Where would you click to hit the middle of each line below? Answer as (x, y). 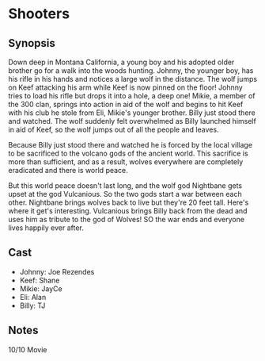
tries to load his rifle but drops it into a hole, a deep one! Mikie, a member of (132, 96)
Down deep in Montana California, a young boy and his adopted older (121, 62)
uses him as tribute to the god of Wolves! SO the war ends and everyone (127, 219)
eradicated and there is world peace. (68, 170)
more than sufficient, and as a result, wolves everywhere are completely (126, 162)
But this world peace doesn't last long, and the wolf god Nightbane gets (125, 186)
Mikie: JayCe (41, 288)
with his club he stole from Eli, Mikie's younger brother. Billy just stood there (132, 113)
